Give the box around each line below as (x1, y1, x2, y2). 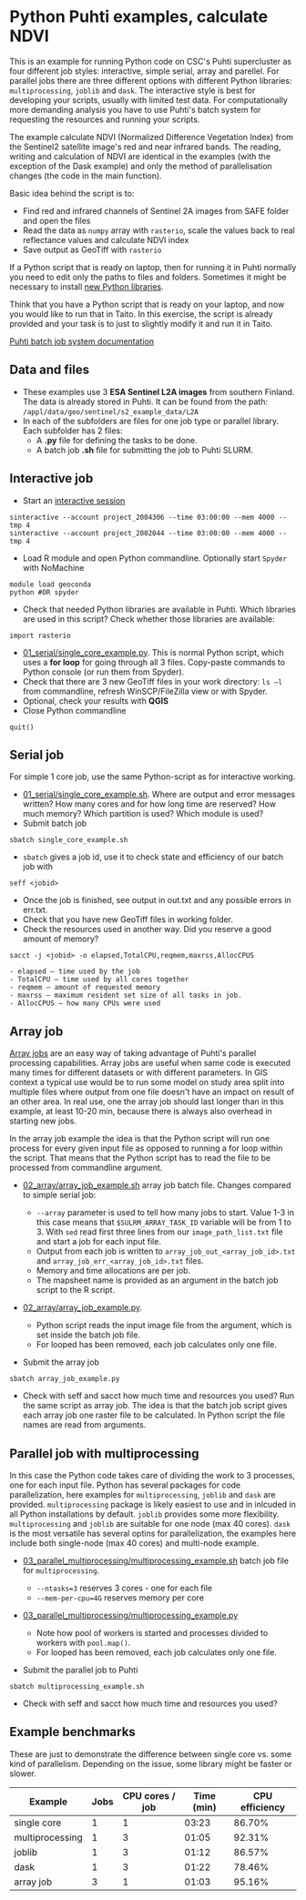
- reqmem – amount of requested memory (9, 983, 161, 992)
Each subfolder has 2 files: (22, 425, 123, 436)
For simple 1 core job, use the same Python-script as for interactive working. (9, 771, 296, 782)
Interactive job (9, 471, 94, 486)
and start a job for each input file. (36, 1236, 162, 1247)
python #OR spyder (9, 587, 79, 597)
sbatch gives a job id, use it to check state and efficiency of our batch (22, 851, 284, 862)
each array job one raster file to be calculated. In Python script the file (22, 1409, 286, 1421)
